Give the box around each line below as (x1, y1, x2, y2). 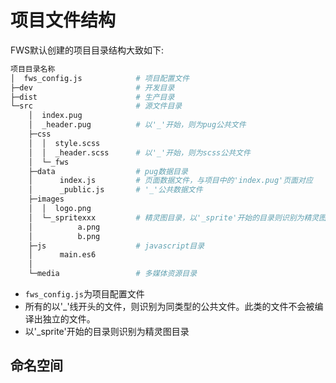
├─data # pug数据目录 (28, 166, 188, 176)
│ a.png (28, 222, 101, 232)
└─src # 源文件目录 (10, 101, 183, 111)
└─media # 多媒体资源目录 (28, 269, 198, 279)
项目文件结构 (10, 9, 117, 32)
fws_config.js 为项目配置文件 (24, 288, 145, 300)
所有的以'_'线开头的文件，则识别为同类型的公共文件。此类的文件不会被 (24, 301, 315, 313)
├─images (28, 194, 65, 205)
